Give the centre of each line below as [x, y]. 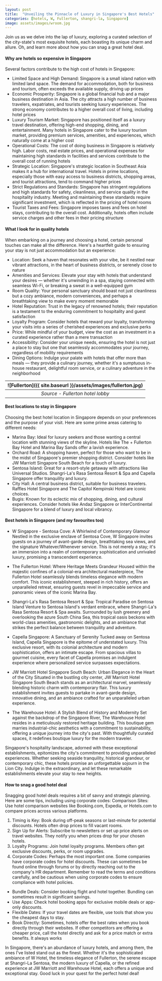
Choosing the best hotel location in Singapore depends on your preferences [81, 417]
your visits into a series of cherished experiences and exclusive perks [81, 327]
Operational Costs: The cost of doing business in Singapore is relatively [83, 146]
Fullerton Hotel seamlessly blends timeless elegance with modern [77, 577]
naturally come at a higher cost [43, 140]
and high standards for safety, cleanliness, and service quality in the [80, 192]
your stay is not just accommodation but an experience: [60, 250]
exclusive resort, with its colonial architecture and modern [70, 647]
